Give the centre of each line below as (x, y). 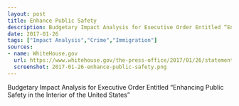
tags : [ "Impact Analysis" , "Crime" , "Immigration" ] (83, 41)
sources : (20, 47)
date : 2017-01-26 (33, 34)
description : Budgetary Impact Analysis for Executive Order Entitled (114, 27)
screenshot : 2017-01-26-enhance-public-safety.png (90, 67)
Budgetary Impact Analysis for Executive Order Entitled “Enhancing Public (116, 87)
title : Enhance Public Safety (52, 21)
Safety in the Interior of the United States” (69, 95)
